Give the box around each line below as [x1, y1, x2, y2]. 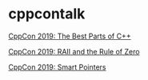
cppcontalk [8, 5, 86, 23]
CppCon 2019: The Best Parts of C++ [8, 31, 131, 41]
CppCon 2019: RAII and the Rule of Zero [8, 46, 140, 56]
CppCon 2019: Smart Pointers [8, 62, 106, 72]
